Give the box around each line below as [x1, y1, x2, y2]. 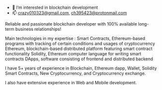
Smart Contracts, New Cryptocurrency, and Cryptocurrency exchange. [5, 70, 146, 76]
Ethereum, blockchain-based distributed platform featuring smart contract [5, 46, 153, 51]
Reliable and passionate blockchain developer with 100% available [5, 21, 137, 26]
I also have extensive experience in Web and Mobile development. [5, 80, 137, 85]
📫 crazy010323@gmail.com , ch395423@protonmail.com [12, 10, 127, 15]
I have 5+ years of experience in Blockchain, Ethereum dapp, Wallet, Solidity [5, 65, 157, 71]
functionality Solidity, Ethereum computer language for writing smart [5, 51, 142, 56]
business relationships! [15, 26, 61, 32]
